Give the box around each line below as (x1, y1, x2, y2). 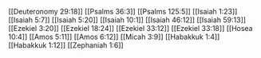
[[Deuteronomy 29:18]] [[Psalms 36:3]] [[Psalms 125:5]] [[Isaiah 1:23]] (8, 7, 238, 16)
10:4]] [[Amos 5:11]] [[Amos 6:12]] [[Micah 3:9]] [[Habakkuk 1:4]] (8, 32, 220, 41)
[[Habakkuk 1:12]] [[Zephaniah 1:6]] (8, 41, 124, 50)
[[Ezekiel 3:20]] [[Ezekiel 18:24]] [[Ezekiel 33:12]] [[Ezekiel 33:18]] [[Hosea (8, 24, 253, 33)
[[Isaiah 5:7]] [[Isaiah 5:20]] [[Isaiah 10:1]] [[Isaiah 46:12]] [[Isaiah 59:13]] (8, 15, 246, 25)
